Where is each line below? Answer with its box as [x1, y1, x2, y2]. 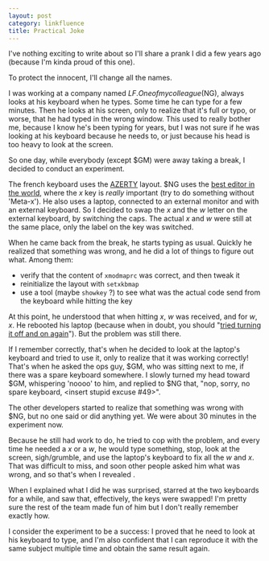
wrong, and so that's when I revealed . [8, 470, 135, 480]
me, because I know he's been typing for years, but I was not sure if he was [8, 122, 260, 133]
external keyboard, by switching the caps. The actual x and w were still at [8, 214, 252, 224]
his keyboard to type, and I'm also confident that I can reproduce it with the [8, 535, 259, 545]
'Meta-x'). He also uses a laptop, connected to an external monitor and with [8, 196, 259, 206]
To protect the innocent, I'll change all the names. [8, 73, 172, 83]
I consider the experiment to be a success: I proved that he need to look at [8, 526, 255, 536]
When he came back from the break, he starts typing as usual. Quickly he [8, 238, 252, 248]
